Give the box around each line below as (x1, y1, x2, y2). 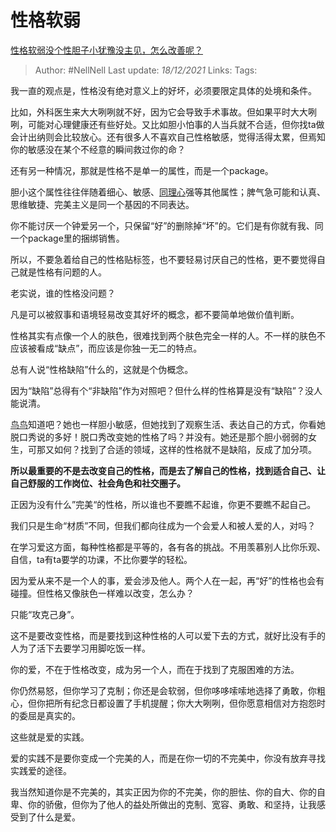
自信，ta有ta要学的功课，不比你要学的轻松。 (10, 553, 193, 565)
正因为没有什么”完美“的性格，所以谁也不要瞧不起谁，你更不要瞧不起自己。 (10, 498, 317, 510)
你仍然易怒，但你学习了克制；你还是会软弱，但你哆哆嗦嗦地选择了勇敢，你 (10, 684, 317, 696)
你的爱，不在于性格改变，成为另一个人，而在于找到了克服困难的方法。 (10, 663, 300, 675)
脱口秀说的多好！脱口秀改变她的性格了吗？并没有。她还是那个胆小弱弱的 (10, 431, 308, 443)
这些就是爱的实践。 (10, 731, 90, 743)
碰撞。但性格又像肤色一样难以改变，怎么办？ (10, 587, 195, 599)
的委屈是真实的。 (10, 709, 81, 721)
